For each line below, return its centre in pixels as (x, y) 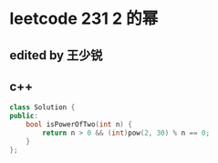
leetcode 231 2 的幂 (84, 19)
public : (24, 116)
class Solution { (42, 107)
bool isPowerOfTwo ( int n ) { (79, 125)
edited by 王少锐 (56, 55)
